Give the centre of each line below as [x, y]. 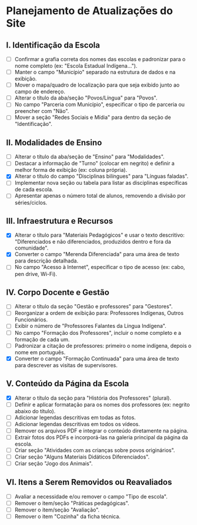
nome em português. [40, 352]
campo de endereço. [40, 92]
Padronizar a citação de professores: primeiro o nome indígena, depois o [103, 345]
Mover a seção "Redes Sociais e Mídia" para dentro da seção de [93, 117]
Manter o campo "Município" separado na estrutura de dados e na [95, 72]
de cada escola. [34, 190]
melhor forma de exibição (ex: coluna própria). [71, 170]
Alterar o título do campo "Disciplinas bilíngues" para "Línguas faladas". [101, 176]
